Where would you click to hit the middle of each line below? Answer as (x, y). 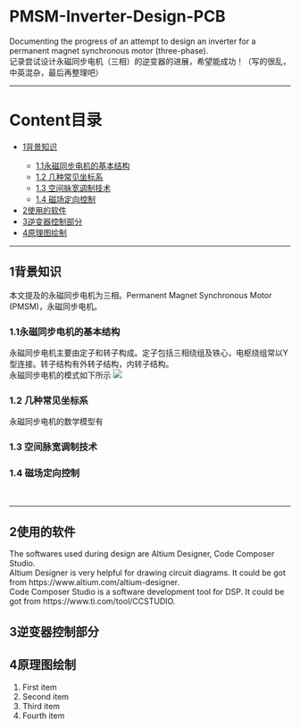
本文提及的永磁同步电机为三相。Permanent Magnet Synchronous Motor (141, 295)
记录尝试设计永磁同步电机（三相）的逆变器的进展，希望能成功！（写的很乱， (150, 61)
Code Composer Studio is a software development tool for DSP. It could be (147, 592)
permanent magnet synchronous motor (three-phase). (109, 50)
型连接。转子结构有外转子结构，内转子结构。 (92, 364)
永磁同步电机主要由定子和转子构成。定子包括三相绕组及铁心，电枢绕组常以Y (149, 352)
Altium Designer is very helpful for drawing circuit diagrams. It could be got (147, 573)
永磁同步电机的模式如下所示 (60, 375)
